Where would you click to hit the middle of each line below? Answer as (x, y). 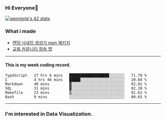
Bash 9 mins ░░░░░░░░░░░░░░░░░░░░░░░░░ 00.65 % (76, 97)
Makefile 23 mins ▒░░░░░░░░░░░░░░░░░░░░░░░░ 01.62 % (76, 92)
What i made (21, 31)
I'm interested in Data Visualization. (49, 114)
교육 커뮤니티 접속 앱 (32, 49)
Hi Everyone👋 (22, 8)
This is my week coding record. (38, 65)
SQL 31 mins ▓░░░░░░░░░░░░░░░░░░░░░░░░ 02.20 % (76, 88)
